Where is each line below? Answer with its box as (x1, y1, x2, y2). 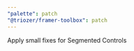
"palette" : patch (7, 10, 58, 17)
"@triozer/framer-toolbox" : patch (7, 17, 108, 24)
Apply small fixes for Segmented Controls (7, 36, 127, 44)
